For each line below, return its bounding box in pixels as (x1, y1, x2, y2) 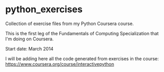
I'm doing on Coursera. (5, 36, 54, 42)
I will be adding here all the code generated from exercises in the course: (5, 55, 159, 62)
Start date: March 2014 (5, 45, 54, 52)
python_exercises (5, 4, 83, 15)
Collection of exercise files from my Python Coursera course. (5, 20, 134, 27)
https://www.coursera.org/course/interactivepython (5, 61, 114, 67)
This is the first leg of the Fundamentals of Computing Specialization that (5, 30, 159, 36)
